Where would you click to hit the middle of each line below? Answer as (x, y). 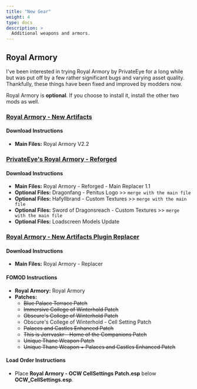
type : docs (19, 22)
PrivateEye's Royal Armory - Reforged (61, 159)
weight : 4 (18, 17)
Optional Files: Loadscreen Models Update (67, 222)
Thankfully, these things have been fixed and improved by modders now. (94, 84)
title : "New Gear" (29, 11)
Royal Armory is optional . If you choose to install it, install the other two (93, 95)
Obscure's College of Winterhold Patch (71, 315)
